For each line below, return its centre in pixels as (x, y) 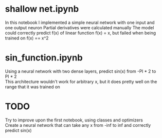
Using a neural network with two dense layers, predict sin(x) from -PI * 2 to (81, 71)
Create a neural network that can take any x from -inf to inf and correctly (78, 125)
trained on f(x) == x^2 (27, 38)
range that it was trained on (33, 87)
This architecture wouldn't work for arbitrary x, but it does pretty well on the (81, 81)
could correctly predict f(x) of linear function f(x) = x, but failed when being (81, 33)
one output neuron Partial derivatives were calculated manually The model (80, 27)
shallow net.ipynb (42, 9)
